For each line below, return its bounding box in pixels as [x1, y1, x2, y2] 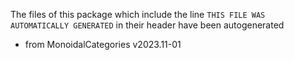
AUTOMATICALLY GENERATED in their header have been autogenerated [10, 19, 285, 31]
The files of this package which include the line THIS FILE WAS [10, 9, 266, 20]
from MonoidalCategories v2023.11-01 [24, 39, 182, 50]
